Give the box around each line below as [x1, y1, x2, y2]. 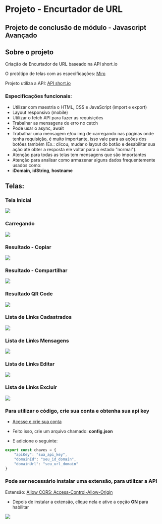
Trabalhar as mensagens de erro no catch [12, 120, 98, 126]
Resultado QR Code [5, 290, 53, 297]
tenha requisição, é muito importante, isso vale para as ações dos [12, 136, 147, 142]
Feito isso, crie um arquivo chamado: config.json [12, 429, 113, 435]
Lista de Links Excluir [5, 384, 57, 391]
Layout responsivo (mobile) [12, 109, 68, 115]
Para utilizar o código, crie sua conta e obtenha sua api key [5, 407, 150, 414]
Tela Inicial [5, 197, 32, 203]
